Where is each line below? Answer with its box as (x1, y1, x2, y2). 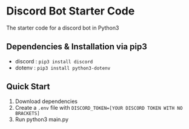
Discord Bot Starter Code (6, 4, 135, 18)
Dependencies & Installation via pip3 (6, 42, 147, 52)
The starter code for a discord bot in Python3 (6, 24, 119, 31)
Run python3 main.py (15, 116, 68, 123)
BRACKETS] (15, 110, 41, 116)
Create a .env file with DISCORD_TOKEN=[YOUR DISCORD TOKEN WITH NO (15, 104, 183, 111)
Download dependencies (15, 98, 78, 105)
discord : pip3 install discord (15, 57, 93, 64)
